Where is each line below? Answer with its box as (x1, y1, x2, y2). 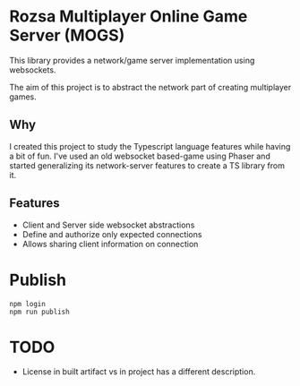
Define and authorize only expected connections (21, 228, 202, 239)
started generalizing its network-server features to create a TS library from (9, 159, 285, 171)
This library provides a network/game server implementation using (9, 55, 255, 65)
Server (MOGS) (9, 25, 125, 46)
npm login (9, 299, 47, 308)
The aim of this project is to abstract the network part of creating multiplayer (9, 81, 292, 92)
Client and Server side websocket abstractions (21, 219, 195, 230)
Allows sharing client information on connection (21, 238, 199, 249)
